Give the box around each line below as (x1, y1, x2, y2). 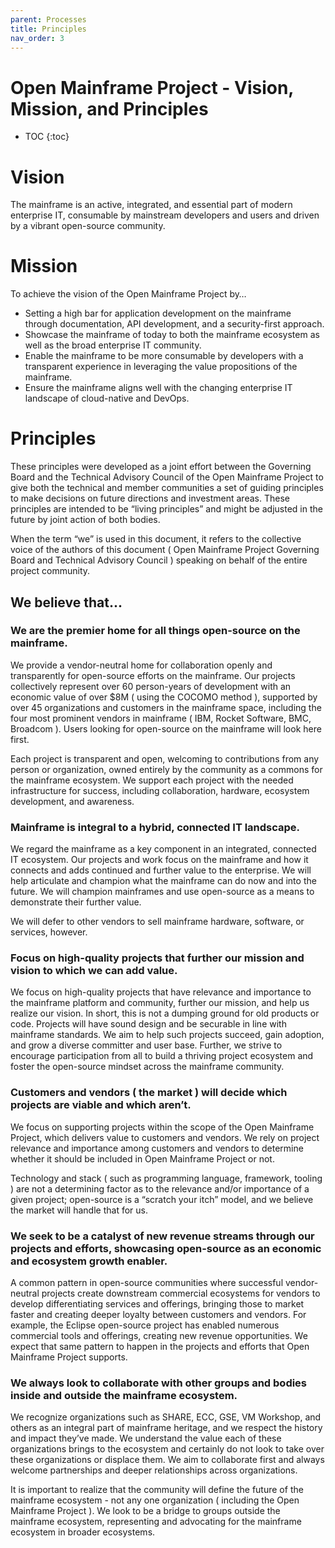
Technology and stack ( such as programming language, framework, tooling (10, 1172, 323, 1184)
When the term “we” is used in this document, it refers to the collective (10, 533, 302, 545)
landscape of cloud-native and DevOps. (24, 392, 190, 405)
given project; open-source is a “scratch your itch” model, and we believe (10, 1193, 314, 1205)
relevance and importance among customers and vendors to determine (10, 1142, 304, 1154)
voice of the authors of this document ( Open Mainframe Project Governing (10, 544, 320, 556)
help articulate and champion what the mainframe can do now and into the (10, 875, 317, 887)
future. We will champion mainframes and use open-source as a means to (10, 886, 315, 898)
